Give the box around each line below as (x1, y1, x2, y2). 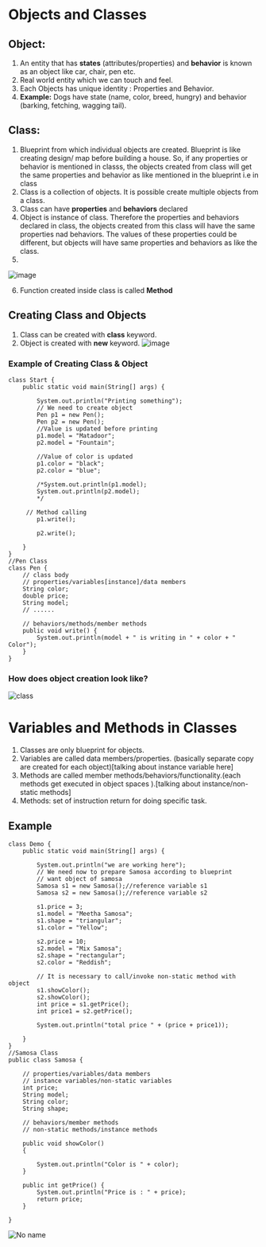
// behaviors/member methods (22, 1118, 119, 1127)
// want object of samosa (37, 875, 123, 883)
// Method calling (25, 508, 87, 516)
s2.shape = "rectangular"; (37, 951, 126, 960)
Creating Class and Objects (8, 309, 147, 322)
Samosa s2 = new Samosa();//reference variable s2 (37, 889, 208, 897)
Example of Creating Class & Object (8, 358, 148, 369)
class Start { (8, 376, 56, 384)
